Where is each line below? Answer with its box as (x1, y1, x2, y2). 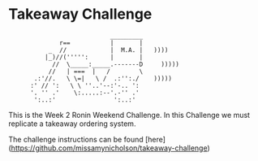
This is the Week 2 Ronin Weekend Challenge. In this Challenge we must (8, 110, 250, 120)
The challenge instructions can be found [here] (8, 134, 166, 144)
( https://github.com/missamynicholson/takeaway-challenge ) (8, 143, 211, 153)
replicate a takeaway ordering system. (8, 119, 136, 128)
